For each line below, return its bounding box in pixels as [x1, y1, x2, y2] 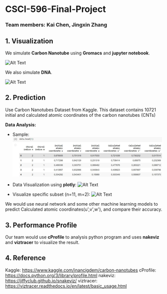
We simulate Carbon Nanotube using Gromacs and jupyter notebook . [5, 50, 151, 56]
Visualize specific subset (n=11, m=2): [12, 191, 91, 198]
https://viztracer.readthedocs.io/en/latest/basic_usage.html [5, 283, 127, 289]
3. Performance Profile [5, 221, 77, 229]
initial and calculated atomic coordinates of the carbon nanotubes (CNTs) [5, 112, 156, 118]
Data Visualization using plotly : [12, 182, 77, 188]
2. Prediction [5, 93, 46, 102]
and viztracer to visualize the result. [5, 240, 80, 246]
